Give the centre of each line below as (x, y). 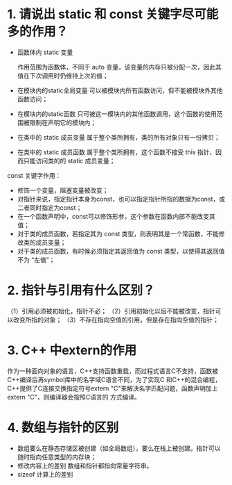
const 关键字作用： (34, 175)
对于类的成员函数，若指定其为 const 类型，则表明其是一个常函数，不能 (118, 233)
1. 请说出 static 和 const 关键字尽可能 (113, 14)
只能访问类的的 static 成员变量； (69, 161)
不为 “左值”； (36, 260)
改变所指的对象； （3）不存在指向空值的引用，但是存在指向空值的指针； (116, 320)
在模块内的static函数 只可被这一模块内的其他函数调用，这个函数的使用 (117, 114)
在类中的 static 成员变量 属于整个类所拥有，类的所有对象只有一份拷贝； (118, 137)
